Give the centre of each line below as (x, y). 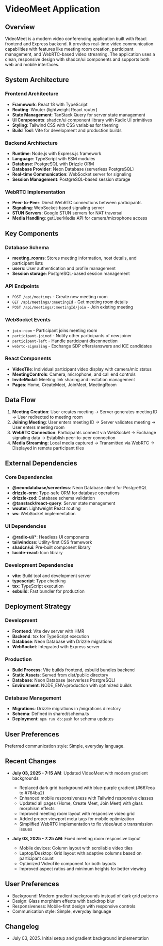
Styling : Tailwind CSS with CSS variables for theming (65, 125)
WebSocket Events (28, 320)
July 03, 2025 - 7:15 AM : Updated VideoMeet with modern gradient (80, 773)
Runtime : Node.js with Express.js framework (57, 153)
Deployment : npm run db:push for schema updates (63, 719)
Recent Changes (31, 761)
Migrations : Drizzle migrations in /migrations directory (66, 709)
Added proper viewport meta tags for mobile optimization (77, 819)
